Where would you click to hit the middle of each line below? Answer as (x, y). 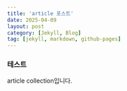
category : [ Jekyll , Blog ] (44, 33)
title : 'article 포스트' (41, 13)
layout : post (26, 26)
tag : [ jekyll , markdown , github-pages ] (64, 39)
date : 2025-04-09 (32, 20)
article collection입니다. (40, 81)
